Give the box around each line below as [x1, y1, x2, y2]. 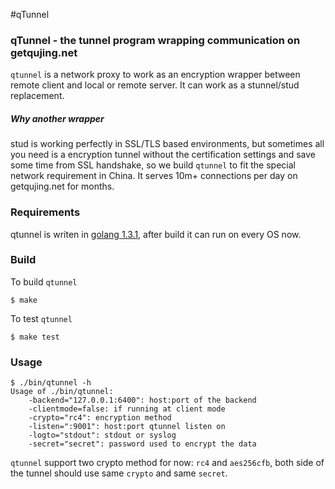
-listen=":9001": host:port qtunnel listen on [28, 422, 226, 432]
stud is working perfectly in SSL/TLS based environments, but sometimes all [10, 138, 325, 150]
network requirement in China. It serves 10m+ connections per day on [10, 170, 298, 182]
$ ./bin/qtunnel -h [10, 378, 92, 388]
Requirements [10, 205, 81, 219]
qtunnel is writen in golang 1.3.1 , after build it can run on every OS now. [10, 228, 302, 240]
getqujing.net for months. [10, 180, 115, 193]
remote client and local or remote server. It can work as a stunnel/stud [10, 79, 300, 91]
